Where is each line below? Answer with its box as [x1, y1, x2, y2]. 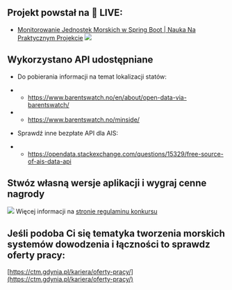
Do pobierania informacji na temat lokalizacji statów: [17, 72, 167, 81]
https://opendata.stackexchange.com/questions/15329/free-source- [27, 150, 224, 158]
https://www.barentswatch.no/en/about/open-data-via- [27, 93, 188, 102]
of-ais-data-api [27, 157, 72, 166]
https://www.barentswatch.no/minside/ [27, 115, 140, 124]
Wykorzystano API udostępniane [7, 54, 154, 66]
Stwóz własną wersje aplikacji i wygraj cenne [7, 177, 207, 189]
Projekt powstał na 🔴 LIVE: [7, 7, 123, 19]
